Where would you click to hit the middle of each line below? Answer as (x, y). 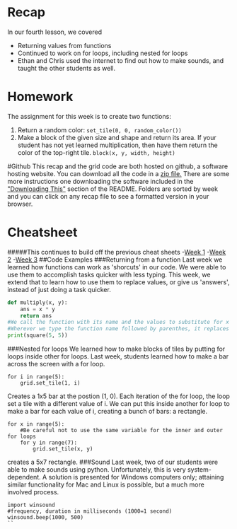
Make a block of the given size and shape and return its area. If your (117, 137)
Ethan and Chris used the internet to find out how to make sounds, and (121, 60)
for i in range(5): (36, 377)
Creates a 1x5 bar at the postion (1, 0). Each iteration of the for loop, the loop (118, 396)
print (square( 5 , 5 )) (38, 336)
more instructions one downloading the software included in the (100, 181)
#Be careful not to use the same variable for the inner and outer (121, 431)
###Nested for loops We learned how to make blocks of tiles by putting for (116, 349)
